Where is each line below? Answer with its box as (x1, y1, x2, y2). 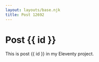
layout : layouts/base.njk (5, 7, 60, 13)
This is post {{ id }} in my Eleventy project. (5, 51, 94, 57)
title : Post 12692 (5, 12, 44, 17)
